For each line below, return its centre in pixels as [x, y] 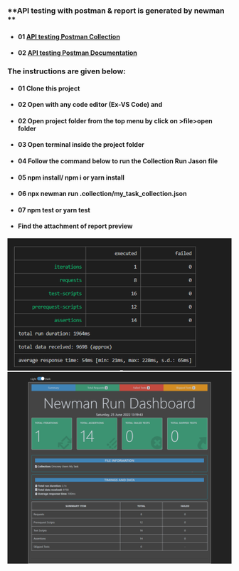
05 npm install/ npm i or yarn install [71, 178]
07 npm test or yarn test [54, 210]
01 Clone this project [49, 88]
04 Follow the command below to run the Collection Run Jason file [118, 161]
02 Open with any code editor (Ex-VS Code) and [90, 105]
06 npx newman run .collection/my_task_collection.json [102, 194]
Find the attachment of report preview [75, 226]
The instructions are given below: [67, 71]
